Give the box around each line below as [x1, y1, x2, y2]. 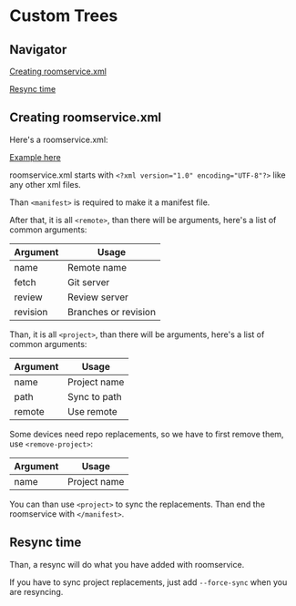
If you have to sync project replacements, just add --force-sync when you [9, 576, 288, 588]
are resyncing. [9, 586, 64, 597]
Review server [67, 291, 129, 303]
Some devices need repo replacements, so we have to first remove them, [9, 428, 284, 439]
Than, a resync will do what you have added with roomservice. [9, 559, 245, 570]
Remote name [67, 261, 128, 273]
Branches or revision [67, 305, 157, 318]
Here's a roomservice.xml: [9, 134, 108, 145]
